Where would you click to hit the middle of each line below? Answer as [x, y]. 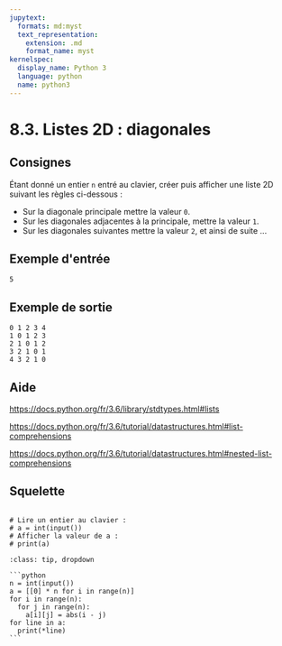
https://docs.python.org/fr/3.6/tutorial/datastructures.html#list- [126, 427]
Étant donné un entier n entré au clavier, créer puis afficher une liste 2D [141, 184]
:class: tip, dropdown [52, 559]
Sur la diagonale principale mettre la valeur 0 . [106, 211]
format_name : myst [60, 51]
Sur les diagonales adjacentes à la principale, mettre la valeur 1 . [141, 221]
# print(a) [30, 544]
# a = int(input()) [46, 528]
